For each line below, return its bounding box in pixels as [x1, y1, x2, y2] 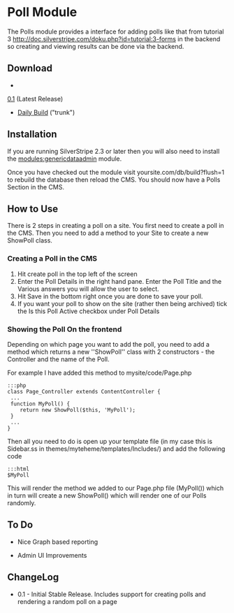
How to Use [7, 203, 59, 215]
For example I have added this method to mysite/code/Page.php [7, 368, 192, 377]
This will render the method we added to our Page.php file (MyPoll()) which [7, 484, 224, 492]
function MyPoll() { [10, 400, 71, 408]
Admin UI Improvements [17, 551, 87, 559]
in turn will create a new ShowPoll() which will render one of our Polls [7, 491, 207, 500]
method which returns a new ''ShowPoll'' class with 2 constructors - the [7, 347, 215, 356]
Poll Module [7, 4, 78, 20]
